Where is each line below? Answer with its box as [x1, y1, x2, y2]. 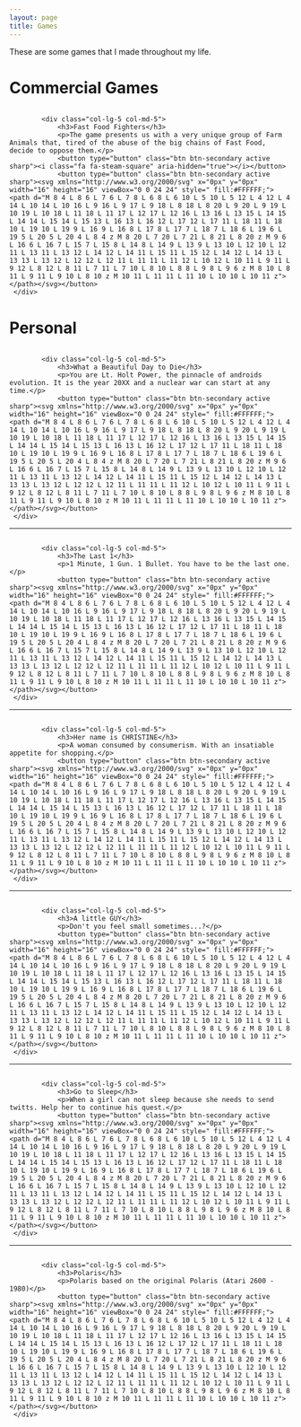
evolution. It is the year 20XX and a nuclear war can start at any [9, 379, 271, 388]
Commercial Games [9, 77, 159, 98]
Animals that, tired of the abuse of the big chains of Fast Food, [9, 138, 267, 148]
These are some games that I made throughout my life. [9, 46, 212, 57]
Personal [9, 318, 78, 337]
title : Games [9, 22, 58, 31]
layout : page [9, 13, 58, 22]
